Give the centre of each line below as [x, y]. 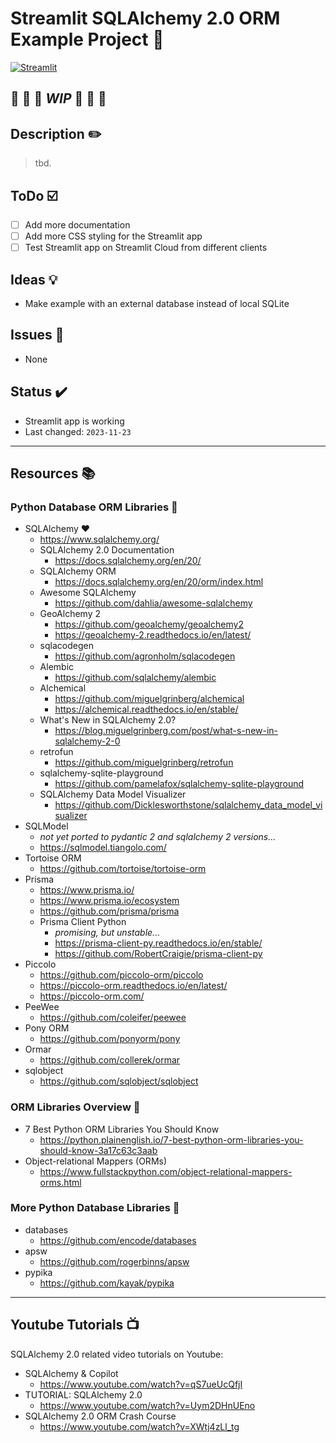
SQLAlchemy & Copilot [71, 1373]
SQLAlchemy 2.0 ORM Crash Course [100, 1416]
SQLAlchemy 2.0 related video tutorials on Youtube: [117, 1354]
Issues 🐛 [37, 335]
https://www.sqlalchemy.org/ [99, 539]
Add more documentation [77, 224]
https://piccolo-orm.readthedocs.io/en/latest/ [133, 986]
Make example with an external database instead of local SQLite [157, 303]
